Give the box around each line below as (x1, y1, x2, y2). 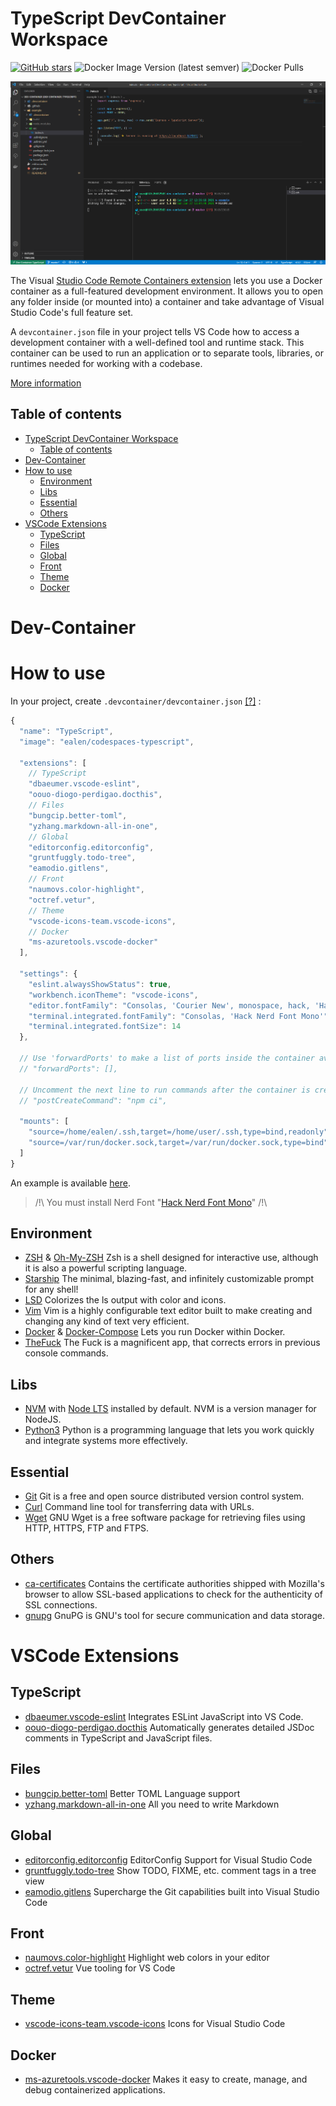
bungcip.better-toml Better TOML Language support (24, 1787, 241, 1799)
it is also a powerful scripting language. (24, 1262, 188, 1274)
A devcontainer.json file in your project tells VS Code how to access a (10, 326, 300, 338)
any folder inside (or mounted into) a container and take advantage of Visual (10, 296, 325, 308)
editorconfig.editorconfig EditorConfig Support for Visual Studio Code (24, 1853, 313, 1866)
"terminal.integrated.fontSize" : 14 (28, 1022, 182, 1032)
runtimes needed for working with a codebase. (10, 358, 203, 370)
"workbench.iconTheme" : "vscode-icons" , (28, 990, 199, 1000)
